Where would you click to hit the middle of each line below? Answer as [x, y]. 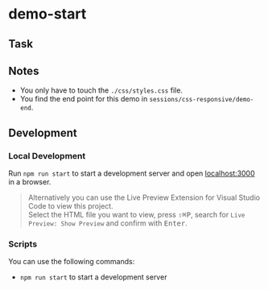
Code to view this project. [71, 206]
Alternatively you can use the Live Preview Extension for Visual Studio [144, 197]
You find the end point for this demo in [84, 99]
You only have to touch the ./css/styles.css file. [101, 90]
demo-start [47, 14]
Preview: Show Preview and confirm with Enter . [107, 223]
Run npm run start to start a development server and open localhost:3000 [132, 173]
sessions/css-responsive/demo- [202, 100]
